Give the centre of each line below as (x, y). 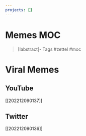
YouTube (19, 89)
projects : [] (19, 10)
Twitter (17, 116)
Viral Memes (32, 70)
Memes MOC (33, 35)
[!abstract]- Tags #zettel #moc (49, 49)
